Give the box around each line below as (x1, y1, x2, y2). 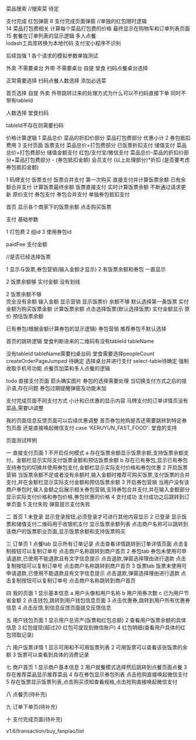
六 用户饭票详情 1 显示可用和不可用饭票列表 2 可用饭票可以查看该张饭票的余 (6, 644, 188, 651)
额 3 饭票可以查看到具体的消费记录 (6, 651, 90, 658)
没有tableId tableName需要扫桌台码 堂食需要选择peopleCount (6, 350, 155, 357)
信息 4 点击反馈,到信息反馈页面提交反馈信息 (6, 604, 111, 611)
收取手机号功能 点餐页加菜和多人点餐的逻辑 (6, 365, 110, 372)
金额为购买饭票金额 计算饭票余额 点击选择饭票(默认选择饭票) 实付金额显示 (6, 305, 184, 312)
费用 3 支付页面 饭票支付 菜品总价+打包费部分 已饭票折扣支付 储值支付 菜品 (6, 142, 187, 149)
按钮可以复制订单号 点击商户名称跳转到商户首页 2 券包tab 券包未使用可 (11, 548, 182, 554)
